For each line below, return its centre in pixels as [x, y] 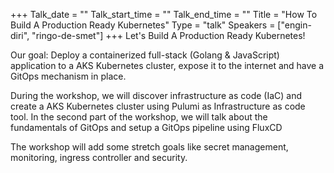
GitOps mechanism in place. [68, 76]
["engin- [294, 25]
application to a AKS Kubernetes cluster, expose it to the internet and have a [167, 65]
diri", [20, 35]
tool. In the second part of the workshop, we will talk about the [139, 117]
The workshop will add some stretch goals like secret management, [149, 147]
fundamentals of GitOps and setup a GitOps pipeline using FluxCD [146, 127]
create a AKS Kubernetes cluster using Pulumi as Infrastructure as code [158, 106]
